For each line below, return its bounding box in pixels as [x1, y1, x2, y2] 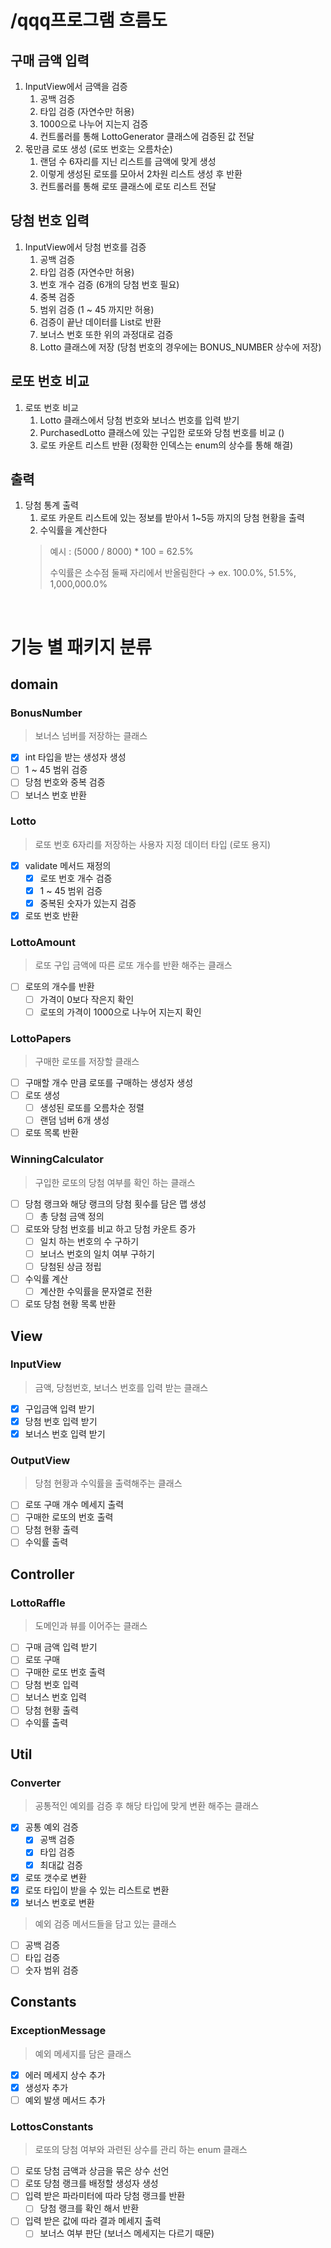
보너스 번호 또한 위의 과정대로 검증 [39, 328, 174, 340]
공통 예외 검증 [24, 1821, 79, 1833]
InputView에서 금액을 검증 [24, 81, 128, 92]
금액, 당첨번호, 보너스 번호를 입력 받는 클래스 [34, 1381, 209, 1393]
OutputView [10, 1453, 71, 1467]
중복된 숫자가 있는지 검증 [39, 897, 137, 910]
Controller [10, 1566, 75, 1583]
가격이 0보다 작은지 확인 [39, 993, 135, 1005]
